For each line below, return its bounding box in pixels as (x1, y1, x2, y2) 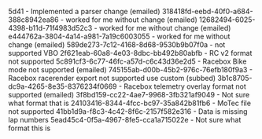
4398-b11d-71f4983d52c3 (8, 24, 93, 32)
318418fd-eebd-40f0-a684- (161, 7, 253, 16)
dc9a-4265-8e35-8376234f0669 (8, 82, 117, 91)
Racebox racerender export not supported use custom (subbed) (8, 74, 216, 82)
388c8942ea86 (8, 15, 59, 24)
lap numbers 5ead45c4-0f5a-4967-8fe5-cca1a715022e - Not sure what (8, 115, 242, 124)
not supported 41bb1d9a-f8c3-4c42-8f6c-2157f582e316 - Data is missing (8, 107, 248, 116)
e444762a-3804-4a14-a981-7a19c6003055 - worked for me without (8, 31, 231, 41)
